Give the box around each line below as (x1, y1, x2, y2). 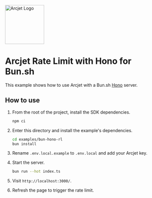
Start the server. (12, 159, 45, 165)
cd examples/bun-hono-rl (12, 137, 63, 142)
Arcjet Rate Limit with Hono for (5, 56, 132, 67)
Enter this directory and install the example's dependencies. (12, 127, 133, 133)
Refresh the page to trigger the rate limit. (12, 187, 94, 193)
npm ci (12, 119, 26, 123)
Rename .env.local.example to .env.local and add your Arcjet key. (12, 150, 148, 156)
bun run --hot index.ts (12, 169, 61, 174)
